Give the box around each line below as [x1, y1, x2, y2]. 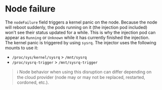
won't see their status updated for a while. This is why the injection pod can [5, 29, 156, 35]
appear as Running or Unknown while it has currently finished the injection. [5, 35, 150, 40]
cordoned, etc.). [16, 79, 49, 85]
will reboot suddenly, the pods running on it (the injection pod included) [5, 24, 147, 30]
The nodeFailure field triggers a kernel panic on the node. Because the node [5, 19, 158, 25]
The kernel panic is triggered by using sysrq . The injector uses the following [5, 39, 156, 45]
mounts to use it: [5, 45, 39, 51]
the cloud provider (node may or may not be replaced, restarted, [16, 74, 146, 80]
